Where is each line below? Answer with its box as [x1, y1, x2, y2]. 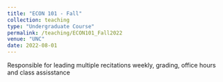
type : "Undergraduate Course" [7, 23, 95, 30]
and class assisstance [7, 68, 71, 76]
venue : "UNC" [7, 36, 45, 43]
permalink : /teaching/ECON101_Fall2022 [7, 29, 123, 37]
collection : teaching [7, 17, 70, 23]
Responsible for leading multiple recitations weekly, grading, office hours [7, 61, 217, 69]
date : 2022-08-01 [7, 42, 58, 49]
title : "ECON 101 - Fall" [7, 10, 82, 17]
